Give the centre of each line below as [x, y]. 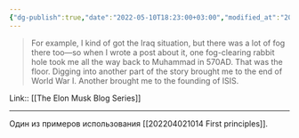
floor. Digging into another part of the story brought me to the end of [157, 71]
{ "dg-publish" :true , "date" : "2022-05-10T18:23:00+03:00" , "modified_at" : [145, 17]
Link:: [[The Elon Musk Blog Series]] [75, 98]
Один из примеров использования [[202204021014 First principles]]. [139, 123]
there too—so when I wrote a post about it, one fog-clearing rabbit [153, 52]
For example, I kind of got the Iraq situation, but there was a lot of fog [158, 43]
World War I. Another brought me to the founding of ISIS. [135, 80]
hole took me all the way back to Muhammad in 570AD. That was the [157, 61]
